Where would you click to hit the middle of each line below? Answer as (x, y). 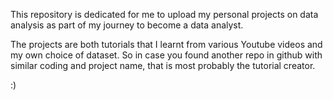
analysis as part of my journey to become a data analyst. (127, 25)
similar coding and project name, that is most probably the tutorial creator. (163, 65)
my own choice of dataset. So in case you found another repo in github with (166, 55)
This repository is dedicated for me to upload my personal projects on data (164, 14)
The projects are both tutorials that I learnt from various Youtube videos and (166, 44)
